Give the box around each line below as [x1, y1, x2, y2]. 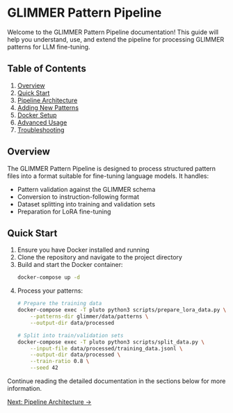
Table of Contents [7, 63, 87, 74]
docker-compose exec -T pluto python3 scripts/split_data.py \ [17, 339, 205, 346]
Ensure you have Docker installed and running [17, 245, 150, 254]
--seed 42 [30, 364, 58, 371]
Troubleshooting [17, 125, 65, 133]
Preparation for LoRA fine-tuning [17, 207, 111, 216]
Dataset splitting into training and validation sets [17, 200, 155, 208]
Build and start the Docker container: [17, 261, 123, 269]
